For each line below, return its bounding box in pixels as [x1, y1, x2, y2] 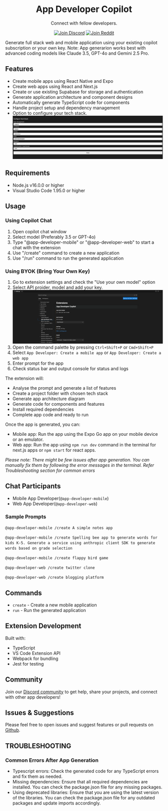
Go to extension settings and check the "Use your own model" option [12, 279, 155, 285]
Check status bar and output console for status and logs [12, 366, 129, 372]
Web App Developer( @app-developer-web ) [12, 501, 97, 507]
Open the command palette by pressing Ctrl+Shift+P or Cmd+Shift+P [12, 345, 154, 351]
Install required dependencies [12, 406, 74, 412]
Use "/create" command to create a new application [12, 250, 120, 256]
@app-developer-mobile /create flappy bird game [5, 556, 108, 561]
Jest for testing [12, 661, 44, 667]
